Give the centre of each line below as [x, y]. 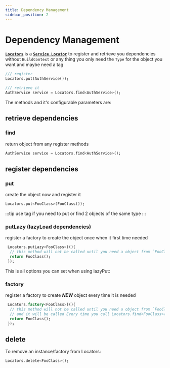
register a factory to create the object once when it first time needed [77, 238]
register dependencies [42, 169]
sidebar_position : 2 [27, 15]
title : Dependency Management [37, 10]
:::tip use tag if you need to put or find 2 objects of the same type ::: [76, 213]
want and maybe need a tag [34, 65]
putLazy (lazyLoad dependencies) [48, 227]
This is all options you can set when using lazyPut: [58, 271]
